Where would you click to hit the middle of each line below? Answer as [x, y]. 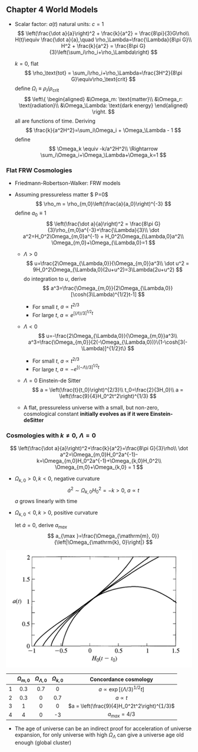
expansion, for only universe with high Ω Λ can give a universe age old [99, 736]
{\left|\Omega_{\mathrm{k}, [87, 542]
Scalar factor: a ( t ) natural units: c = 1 [59, 24]
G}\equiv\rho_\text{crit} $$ [103, 79]
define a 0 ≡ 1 [30, 214]
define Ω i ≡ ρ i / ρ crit [37, 89]
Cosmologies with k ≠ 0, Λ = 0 [51, 435]
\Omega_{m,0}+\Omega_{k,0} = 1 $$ [99, 467]
